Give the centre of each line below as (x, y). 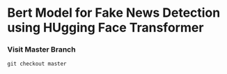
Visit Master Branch (41, 50)
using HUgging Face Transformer (105, 28)
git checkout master (37, 64)
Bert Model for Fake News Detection (114, 13)
